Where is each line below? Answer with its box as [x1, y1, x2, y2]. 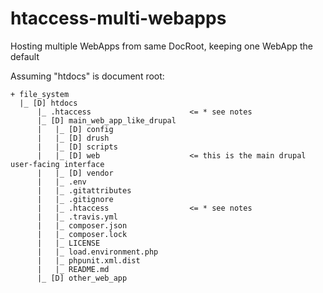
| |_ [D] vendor [36, 168, 114, 178]
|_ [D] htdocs [19, 98, 78, 108]
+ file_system [10, 89, 70, 99]
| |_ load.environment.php [36, 247, 159, 257]
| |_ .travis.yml [36, 212, 118, 222]
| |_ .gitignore [36, 194, 114, 204]
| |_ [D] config [36, 124, 114, 134]
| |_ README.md [36, 264, 110, 274]
